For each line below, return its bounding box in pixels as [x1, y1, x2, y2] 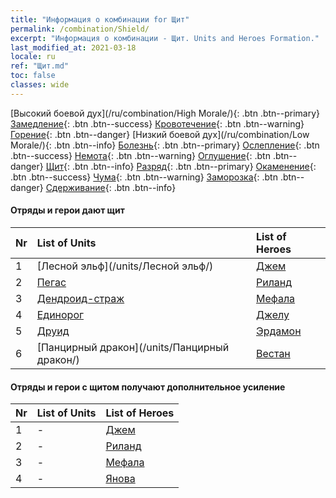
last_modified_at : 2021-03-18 [10, 42, 137, 53]
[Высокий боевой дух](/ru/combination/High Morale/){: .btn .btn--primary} [10, 107, 321, 119]
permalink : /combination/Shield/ [10, 24, 150, 34]
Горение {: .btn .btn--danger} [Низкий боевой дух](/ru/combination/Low [10, 128, 310, 140]
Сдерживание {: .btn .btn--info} [45, 181, 177, 193]
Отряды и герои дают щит [10, 204, 125, 216]
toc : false [10, 71, 56, 81]
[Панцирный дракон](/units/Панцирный [36, 340, 230, 354]
